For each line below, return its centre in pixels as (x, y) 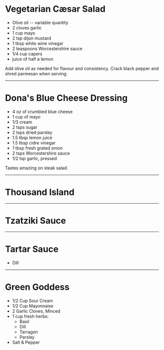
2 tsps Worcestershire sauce (41, 153)
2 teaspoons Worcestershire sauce (47, 48)
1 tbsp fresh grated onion (37, 148)
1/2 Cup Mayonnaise (33, 306)
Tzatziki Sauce (36, 221)
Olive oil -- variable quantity (40, 23)
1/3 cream (22, 122)
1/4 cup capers (27, 54)
